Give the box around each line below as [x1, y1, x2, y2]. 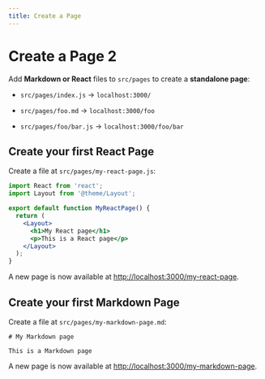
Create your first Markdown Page [8, 295, 180, 309]
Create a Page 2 [8, 46, 118, 65]
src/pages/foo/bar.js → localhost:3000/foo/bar [19, 121, 184, 131]
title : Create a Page [8, 11, 82, 20]
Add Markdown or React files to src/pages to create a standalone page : [8, 74, 250, 84]
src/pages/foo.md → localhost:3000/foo [19, 105, 156, 115]
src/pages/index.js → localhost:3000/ [19, 89, 152, 99]
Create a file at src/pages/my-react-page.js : [8, 166, 156, 176]
